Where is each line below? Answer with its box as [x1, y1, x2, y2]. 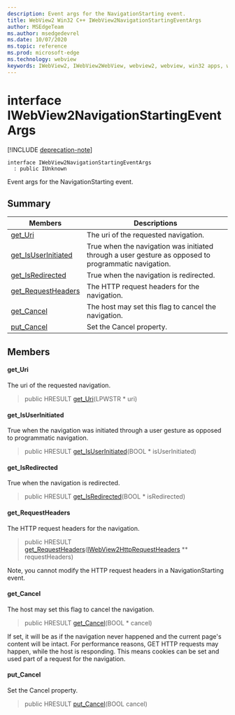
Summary [7, 197, 51, 209]
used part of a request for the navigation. [7, 654, 126, 662]
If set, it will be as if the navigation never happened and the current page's [7, 632, 222, 641]
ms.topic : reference [7, 43, 68, 50]
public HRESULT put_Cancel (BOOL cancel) [24, 700, 148, 708]
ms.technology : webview [7, 56, 77, 63]
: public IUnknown [13, 165, 68, 172]
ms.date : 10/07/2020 [7, 36, 68, 43]
